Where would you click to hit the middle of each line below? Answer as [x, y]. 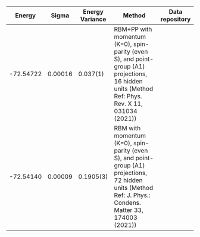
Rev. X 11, [128, 104]
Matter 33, [129, 210]
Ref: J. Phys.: [132, 195]
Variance [93, 19]
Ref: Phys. [128, 96]
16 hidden [128, 81]
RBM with [127, 128]
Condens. [127, 203]
